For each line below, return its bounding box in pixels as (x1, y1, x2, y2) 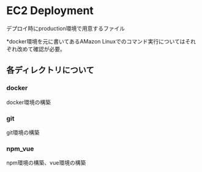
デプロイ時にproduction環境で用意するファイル (6, 24, 125, 32)
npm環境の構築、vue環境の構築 (6, 159, 86, 166)
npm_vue (6, 144, 34, 153)
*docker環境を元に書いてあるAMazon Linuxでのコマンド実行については (6, 37, 185, 45)
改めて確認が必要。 (17, 45, 65, 53)
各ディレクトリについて (6, 65, 94, 75)
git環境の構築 (6, 129, 40, 136)
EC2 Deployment (6, 4, 94, 18)
